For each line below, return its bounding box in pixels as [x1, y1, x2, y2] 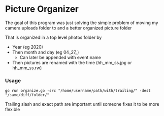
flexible [5, 107, 20, 113]
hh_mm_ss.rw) [12, 65, 42, 71]
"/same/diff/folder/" [5, 92, 50, 98]
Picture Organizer [5, 3, 79, 15]
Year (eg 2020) [12, 44, 43, 50]
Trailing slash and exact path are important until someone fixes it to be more [5, 101, 160, 107]
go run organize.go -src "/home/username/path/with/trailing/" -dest [5, 88, 151, 93]
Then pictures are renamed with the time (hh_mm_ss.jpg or [12, 59, 132, 65]
